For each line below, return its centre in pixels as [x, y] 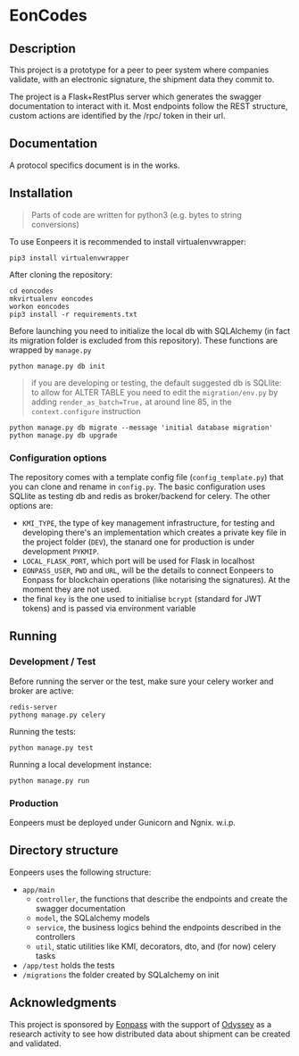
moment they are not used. [72, 589]
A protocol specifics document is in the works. [95, 165]
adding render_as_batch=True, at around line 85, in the [131, 402]
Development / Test [53, 661]
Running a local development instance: [80, 764]
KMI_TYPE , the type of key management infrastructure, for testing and [148, 522]
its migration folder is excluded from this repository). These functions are [144, 340]
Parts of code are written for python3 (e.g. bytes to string [137, 214]
